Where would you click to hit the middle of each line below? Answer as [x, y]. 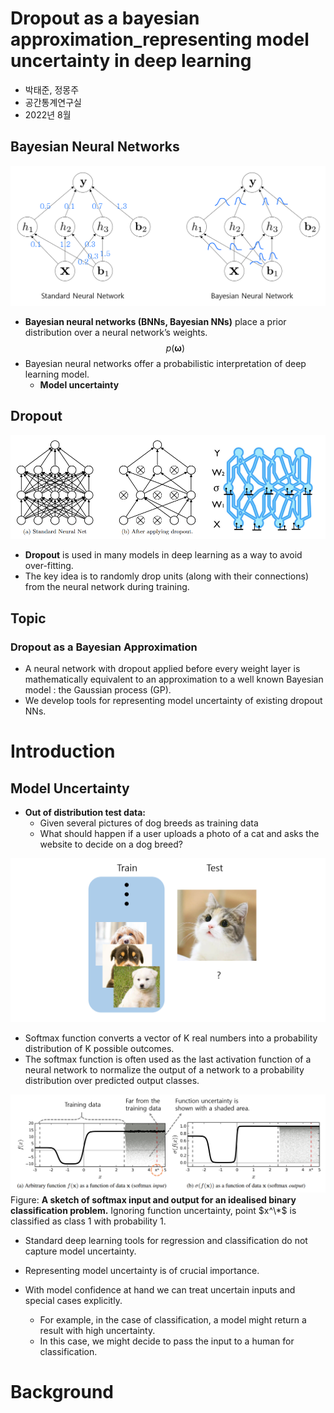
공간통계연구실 [53, 102]
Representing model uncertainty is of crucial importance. [142, 1271]
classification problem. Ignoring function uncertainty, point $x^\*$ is [153, 1211]
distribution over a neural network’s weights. [116, 332]
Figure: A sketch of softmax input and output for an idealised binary [153, 1200]
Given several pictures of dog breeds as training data [149, 823]
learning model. [57, 374]
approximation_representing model [160, 39]
